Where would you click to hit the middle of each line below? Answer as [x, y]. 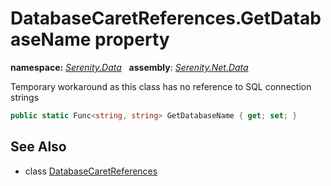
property [132, 39]
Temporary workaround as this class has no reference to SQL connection [161, 86]
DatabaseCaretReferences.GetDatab [166, 18]
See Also [38, 147]
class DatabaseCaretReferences [91, 171]
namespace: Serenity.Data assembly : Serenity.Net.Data [129, 67]
